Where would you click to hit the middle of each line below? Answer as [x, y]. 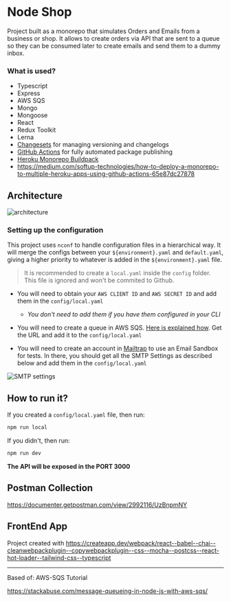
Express [29, 93]
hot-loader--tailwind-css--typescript [59, 558]
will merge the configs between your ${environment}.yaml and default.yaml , [115, 252]
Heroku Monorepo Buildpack [58, 159]
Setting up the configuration [55, 230]
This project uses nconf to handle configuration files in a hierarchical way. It [114, 245]
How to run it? [38, 398]
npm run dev [24, 453]
